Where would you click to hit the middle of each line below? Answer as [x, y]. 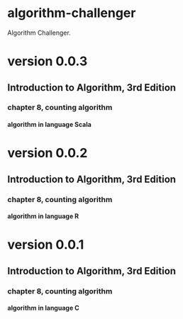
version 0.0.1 [46, 245]
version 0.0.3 [48, 61]
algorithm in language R [43, 216]
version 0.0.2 [48, 153]
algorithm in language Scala [50, 125]
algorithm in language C [43, 308]
